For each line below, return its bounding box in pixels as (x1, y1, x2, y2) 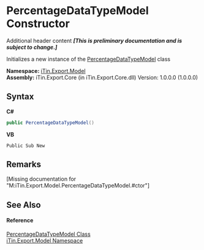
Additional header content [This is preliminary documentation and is (6, 37, 183, 44)
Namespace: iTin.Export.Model (6, 67, 86, 74)
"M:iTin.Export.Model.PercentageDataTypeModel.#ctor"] (6, 182, 150, 189)
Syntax (6, 91, 34, 102)
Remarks (6, 159, 42, 170)
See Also (6, 200, 41, 210)
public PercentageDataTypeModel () (6, 119, 95, 126)
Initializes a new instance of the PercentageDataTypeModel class (6, 55, 171, 63)
